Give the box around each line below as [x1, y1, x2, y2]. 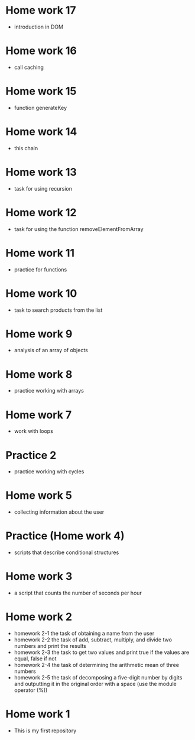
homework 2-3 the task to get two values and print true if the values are [14, 649, 190, 656]
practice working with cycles [14, 468, 84, 475]
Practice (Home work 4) [5, 529, 125, 543]
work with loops [14, 428, 54, 435]
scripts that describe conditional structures [14, 549, 119, 556]
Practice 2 [5, 448, 57, 462]
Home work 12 [5, 205, 77, 219]
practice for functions [14, 265, 67, 273]
